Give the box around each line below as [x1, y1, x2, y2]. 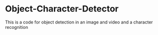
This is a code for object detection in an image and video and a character [5, 19, 153, 25]
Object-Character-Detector [5, 3, 119, 14]
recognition [5, 24, 28, 30]
